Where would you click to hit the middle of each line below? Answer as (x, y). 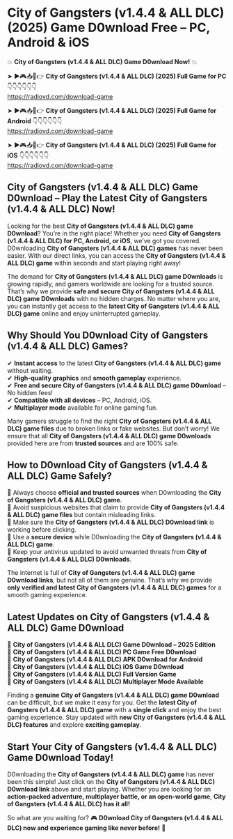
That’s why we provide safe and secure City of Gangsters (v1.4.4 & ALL (111, 291)
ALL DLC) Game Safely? (60, 476)
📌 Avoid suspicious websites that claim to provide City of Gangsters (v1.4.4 (116, 507)
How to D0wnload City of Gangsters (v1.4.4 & (107, 465)
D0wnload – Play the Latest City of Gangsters (107, 198)
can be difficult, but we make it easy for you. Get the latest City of (102, 702)
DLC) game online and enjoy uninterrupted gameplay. (84, 313)
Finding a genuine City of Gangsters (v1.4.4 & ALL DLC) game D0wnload (113, 695)
